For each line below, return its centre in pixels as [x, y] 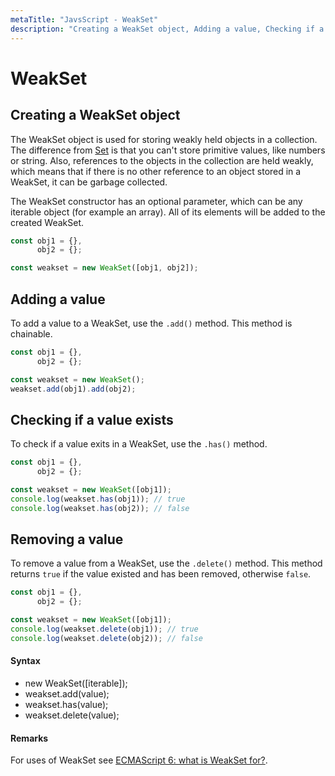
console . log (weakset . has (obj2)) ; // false [100, 508]
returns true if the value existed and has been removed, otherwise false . [161, 574]
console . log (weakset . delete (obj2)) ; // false [106, 638]
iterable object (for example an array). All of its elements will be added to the [168, 212]
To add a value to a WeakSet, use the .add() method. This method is [151, 323]
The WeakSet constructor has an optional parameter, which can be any [156, 201]
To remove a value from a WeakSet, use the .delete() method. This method [166, 563]
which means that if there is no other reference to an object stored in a [156, 171]
